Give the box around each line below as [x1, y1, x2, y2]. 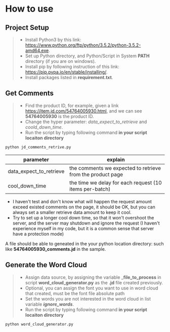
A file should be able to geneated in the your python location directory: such [5, 240, 164, 246]
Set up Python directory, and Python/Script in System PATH [25, 53, 150, 59]
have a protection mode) [12, 231, 64, 237]
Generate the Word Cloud [5, 261, 87, 269]
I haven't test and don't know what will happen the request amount [12, 198, 152, 204]
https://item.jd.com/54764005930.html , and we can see [25, 107, 143, 114]
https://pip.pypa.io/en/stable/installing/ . [25, 69, 108, 75]
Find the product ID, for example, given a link [25, 102, 119, 108]
